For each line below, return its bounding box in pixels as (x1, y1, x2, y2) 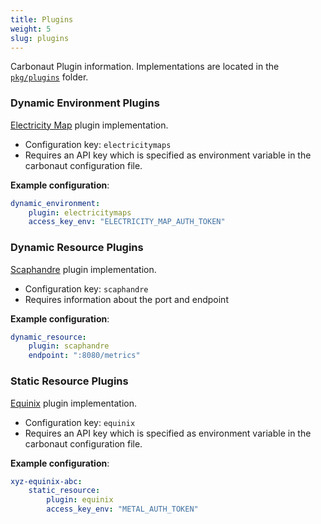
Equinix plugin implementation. (10, 397, 137, 409)
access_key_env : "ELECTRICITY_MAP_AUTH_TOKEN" (28, 217, 226, 227)
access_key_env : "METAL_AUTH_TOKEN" (46, 504, 199, 515)
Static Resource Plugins (10, 374, 129, 388)
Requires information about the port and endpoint (24, 293, 229, 305)
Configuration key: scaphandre (24, 282, 149, 295)
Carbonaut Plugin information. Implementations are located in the (10, 61, 280, 73)
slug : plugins (10, 33, 70, 43)
